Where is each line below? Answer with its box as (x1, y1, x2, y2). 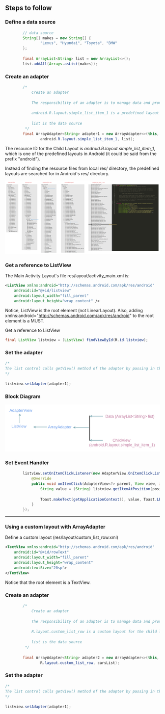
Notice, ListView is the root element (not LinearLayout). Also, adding (5, 307, 143, 313)
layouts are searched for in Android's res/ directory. (5, 170, 110, 176)
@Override (31, 476, 52, 481)
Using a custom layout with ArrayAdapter (5, 524, 106, 530)
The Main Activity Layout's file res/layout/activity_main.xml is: (5, 273, 130, 279)
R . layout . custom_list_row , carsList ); (40, 660, 120, 665)
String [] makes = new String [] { (23, 35, 91, 41)
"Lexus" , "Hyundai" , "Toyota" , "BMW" (40, 41, 118, 46)
